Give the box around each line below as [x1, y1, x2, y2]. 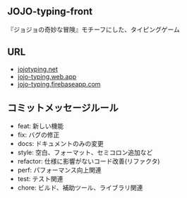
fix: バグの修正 [17, 130, 60, 140]
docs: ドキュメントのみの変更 [17, 140, 104, 148]
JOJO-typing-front [7, 6, 93, 18]
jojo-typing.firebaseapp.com [17, 80, 101, 88]
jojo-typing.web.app [17, 72, 77, 80]
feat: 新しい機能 [17, 122, 64, 130]
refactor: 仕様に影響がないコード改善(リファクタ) [17, 157, 160, 166]
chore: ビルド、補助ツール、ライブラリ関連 [17, 183, 143, 192]
